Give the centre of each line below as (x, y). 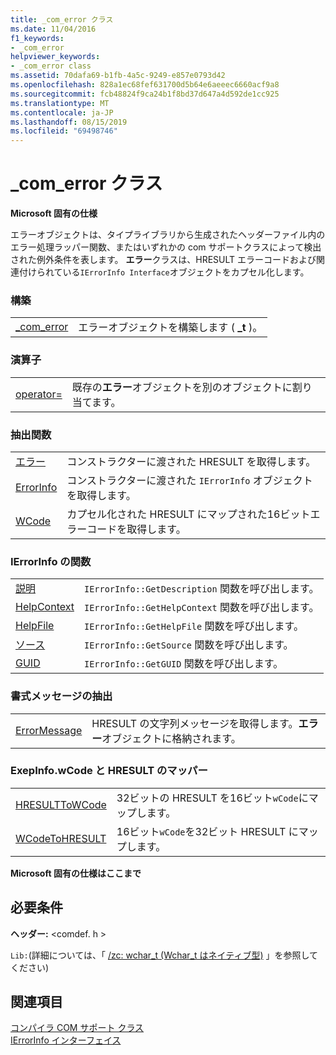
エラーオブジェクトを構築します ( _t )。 (170, 328)
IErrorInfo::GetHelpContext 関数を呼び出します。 (201, 608)
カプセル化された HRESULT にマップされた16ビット (188, 514)
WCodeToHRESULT (61, 838)
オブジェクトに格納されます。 (171, 738)
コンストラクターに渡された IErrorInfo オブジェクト (189, 480)
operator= (39, 394)
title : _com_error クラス (62, 19)
